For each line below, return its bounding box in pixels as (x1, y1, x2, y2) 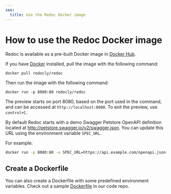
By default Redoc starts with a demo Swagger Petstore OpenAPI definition (5, 119, 162, 126)
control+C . (5, 109, 28, 115)
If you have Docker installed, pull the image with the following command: (5, 61, 159, 67)
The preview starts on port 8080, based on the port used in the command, (5, 99, 162, 105)
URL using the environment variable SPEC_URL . (5, 130, 102, 136)
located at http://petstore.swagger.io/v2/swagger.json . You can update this (5, 125, 164, 131)
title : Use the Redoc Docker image (10, 12, 86, 17)
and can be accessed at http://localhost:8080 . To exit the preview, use (5, 104, 158, 110)
